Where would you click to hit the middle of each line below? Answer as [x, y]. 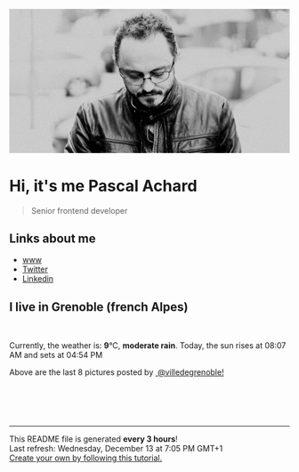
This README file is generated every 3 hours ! [93, 439]
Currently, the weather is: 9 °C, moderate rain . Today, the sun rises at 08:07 [148, 346]
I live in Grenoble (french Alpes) [99, 307]
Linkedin [38, 279]
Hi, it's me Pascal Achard [103, 186]
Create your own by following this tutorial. [86, 458]
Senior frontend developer [79, 210]
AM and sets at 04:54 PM [56, 355]
